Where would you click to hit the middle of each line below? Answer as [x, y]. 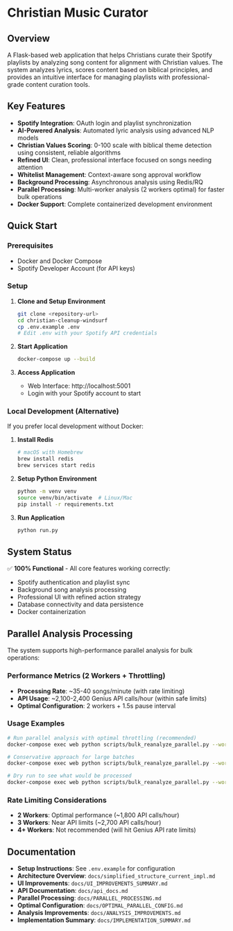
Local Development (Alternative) [63, 411]
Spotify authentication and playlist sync [74, 582]
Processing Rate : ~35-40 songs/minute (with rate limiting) [101, 691]
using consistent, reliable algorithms [69, 152]
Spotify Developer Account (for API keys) [76, 268]
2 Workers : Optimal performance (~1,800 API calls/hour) [98, 815]
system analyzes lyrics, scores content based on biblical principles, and [110, 70]
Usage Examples [36, 724]
